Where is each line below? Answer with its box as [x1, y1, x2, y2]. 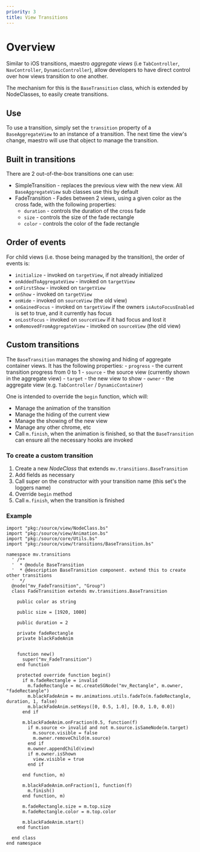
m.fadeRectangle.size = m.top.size [22, 803, 111, 810]
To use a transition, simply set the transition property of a [6, 124, 151, 131]
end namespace [6, 841, 42, 847]
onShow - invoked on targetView [14, 290, 92, 298]
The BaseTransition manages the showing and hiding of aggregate [6, 355, 172, 363]
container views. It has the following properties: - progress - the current [6, 362, 183, 369]
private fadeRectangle [17, 631, 74, 637]
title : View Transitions [6, 14, 68, 20]
